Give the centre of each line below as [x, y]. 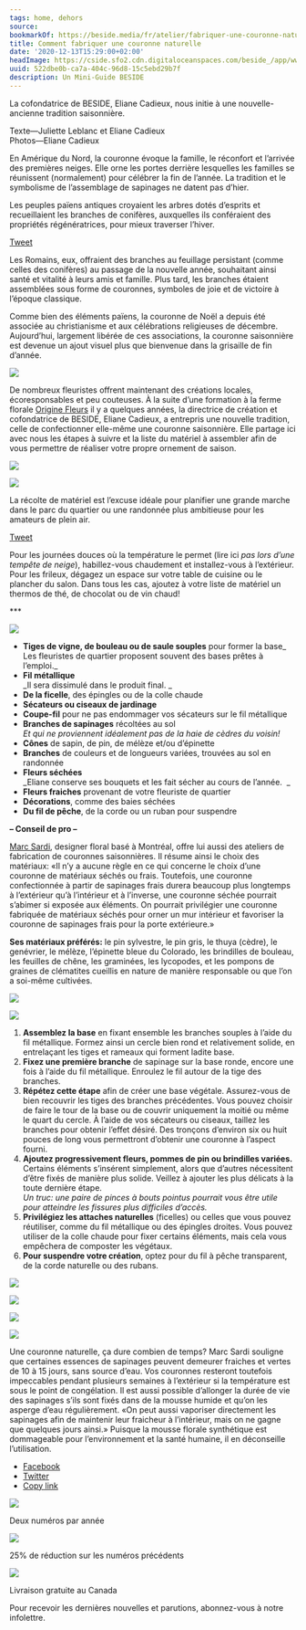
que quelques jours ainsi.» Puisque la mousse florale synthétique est [138, 1429]
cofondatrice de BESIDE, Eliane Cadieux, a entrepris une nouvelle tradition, [150, 419]
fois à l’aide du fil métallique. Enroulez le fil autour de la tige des [142, 1071]
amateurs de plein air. [50, 519]
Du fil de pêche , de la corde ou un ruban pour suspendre [130, 811]
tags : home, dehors [46, 18]
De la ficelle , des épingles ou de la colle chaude [112, 694]
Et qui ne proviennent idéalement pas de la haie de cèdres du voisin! [151, 733]
